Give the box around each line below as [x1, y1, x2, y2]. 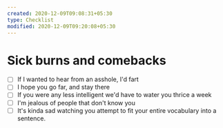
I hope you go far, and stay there [17, 83, 110, 92]
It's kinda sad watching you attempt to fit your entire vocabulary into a [17, 106, 217, 114]
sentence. [17, 114, 46, 122]
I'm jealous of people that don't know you [17, 98, 136, 107]
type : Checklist [7, 17, 54, 23]
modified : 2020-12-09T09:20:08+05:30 [7, 23, 116, 30]
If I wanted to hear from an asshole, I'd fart [17, 75, 139, 83]
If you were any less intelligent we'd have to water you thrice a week [17, 91, 212, 99]
